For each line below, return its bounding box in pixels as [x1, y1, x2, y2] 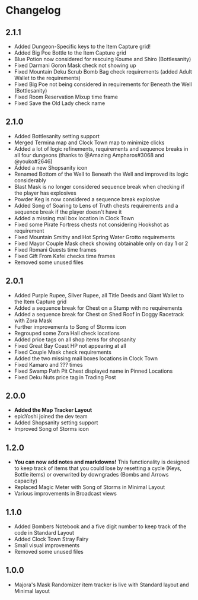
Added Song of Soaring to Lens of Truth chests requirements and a [14, 202, 178, 209]
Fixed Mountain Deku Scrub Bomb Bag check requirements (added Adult [14, 68, 192, 75]
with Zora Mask [14, 317, 53, 324]
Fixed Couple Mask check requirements [14, 348, 112, 355]
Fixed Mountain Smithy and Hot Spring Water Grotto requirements [14, 233, 175, 240]
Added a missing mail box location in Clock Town [14, 214, 135, 221]
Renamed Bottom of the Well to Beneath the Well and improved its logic [14, 170, 189, 177]
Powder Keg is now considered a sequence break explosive [14, 195, 161, 202]
